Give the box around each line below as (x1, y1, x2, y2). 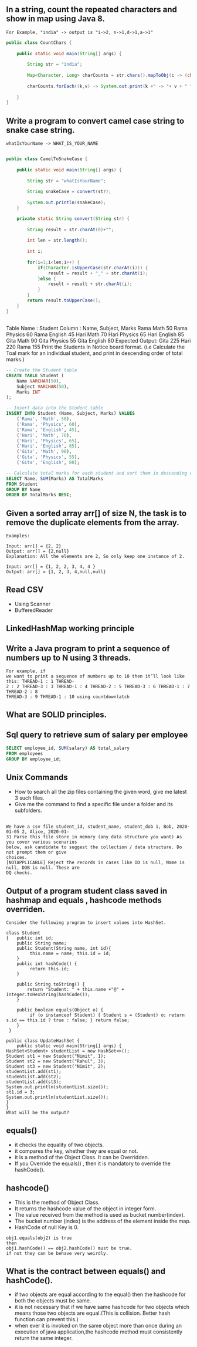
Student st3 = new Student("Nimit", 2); (6, 1063, 107, 1070)
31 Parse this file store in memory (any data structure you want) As (6, 834, 182, 840)
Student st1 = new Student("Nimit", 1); (6, 1053, 107, 1059)
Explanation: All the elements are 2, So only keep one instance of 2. (6, 554, 185, 560)
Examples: (6, 533, 30, 539)
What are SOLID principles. (6, 710, 107, 720)
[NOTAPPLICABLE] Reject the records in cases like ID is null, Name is (6, 859, 185, 866)
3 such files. (14, 794, 45, 801)
